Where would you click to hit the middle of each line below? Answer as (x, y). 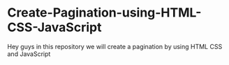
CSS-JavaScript (54, 27)
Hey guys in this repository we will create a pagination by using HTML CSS (115, 46)
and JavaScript (29, 54)
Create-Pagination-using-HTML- (104, 13)
